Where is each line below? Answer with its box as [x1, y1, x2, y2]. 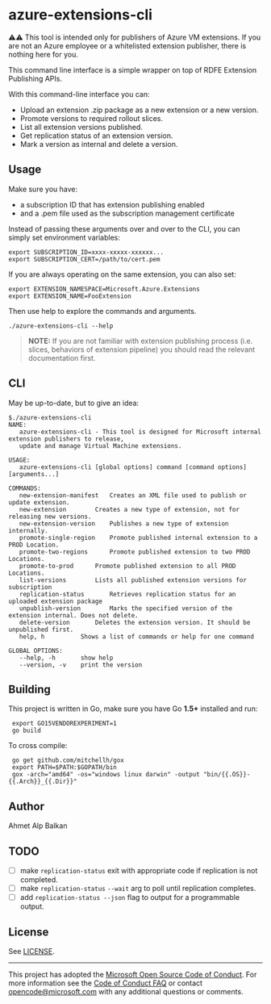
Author [8, 799, 44, 813]
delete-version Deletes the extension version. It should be [19, 618, 251, 626]
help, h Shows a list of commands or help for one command [19, 632, 254, 641]
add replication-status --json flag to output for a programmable [19, 893, 240, 902]
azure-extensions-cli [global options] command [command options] [19, 462, 248, 471]
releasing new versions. [8, 512, 92, 521]
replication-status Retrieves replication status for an [19, 590, 236, 598]
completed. [19, 875, 58, 885]
